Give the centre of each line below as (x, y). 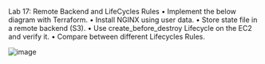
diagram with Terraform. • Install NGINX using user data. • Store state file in (133, 20)
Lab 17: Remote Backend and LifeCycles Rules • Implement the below (123, 11)
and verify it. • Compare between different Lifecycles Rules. (107, 36)
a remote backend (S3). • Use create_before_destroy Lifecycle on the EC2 (131, 28)
